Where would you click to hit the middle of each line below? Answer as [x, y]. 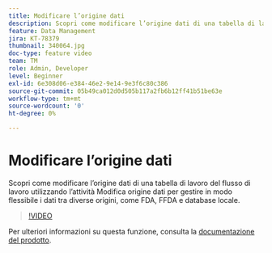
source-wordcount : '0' [47, 106]
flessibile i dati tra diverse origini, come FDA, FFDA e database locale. [124, 200]
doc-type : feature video [50, 53]
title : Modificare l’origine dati [67, 16]
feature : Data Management [52, 31]
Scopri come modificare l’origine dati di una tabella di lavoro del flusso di [130, 183]
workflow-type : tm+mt [45, 99]
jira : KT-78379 [34, 38]
